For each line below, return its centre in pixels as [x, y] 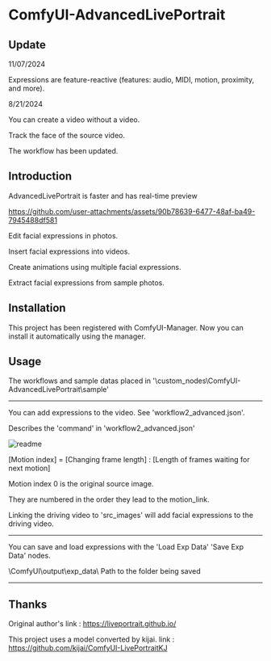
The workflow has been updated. [63, 151]
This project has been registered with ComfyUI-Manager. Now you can [126, 327]
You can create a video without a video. [74, 120]
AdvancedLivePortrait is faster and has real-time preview [103, 196]
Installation [37, 308]
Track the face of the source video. [67, 135]
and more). [27, 88]
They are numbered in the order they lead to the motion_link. [109, 499]
